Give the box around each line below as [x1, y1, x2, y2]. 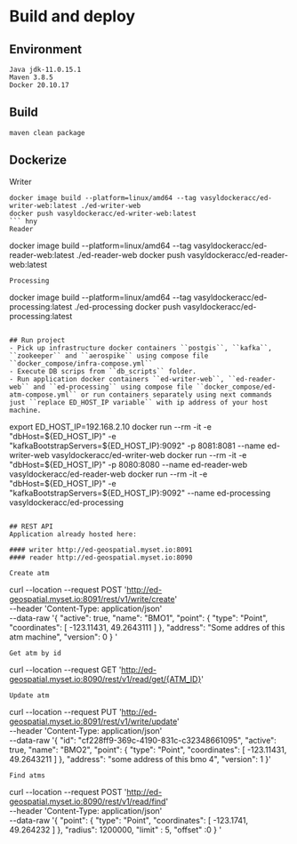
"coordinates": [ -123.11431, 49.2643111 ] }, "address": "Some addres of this [9, 622, 285, 632]
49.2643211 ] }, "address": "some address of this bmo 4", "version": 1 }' [9, 753, 271, 764]
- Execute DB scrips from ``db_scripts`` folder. [9, 366, 197, 375]
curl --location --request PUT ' [9, 706, 122, 717]
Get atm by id [9, 648, 62, 657]
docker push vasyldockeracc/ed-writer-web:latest [9, 209, 197, 218]
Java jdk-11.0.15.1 [9, 65, 82, 74]
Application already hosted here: [9, 529, 138, 539]
